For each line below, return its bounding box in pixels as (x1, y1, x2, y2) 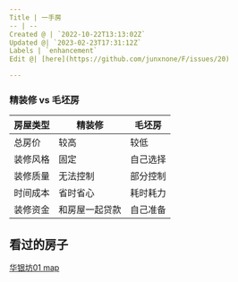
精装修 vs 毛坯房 (9, 93, 80, 106)
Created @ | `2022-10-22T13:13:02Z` (9, 30, 146, 38)
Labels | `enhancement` (9, 47, 98, 56)
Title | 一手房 (9, 13, 62, 22)
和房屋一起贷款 (58, 203, 123, 216)
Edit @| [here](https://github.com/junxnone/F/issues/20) (9, 55, 230, 64)
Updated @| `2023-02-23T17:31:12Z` (9, 38, 142, 47)
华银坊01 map (9, 262, 60, 273)
